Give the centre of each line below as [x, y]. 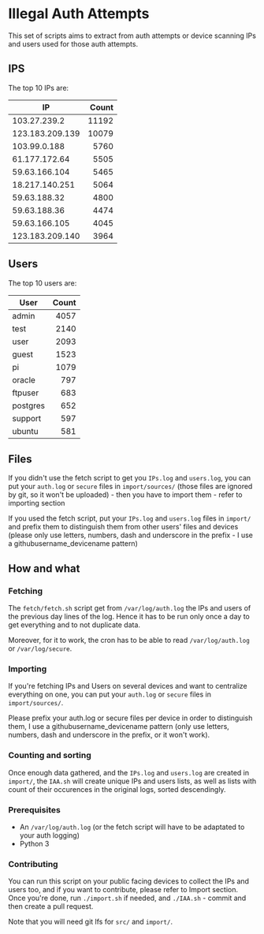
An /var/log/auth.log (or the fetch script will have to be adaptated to [132, 827]
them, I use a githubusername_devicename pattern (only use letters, [119, 727]
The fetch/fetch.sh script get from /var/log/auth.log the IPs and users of [130, 608]
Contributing [33, 864]
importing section [37, 503]
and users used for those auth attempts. [73, 43]
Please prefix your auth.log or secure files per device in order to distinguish [130, 718]
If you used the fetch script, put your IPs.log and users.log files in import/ [130, 518]
